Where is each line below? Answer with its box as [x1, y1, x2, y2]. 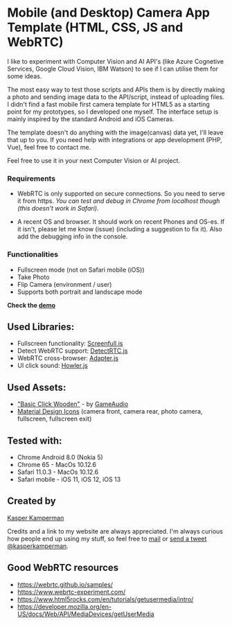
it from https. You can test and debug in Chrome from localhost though [17, 197, 220, 205]
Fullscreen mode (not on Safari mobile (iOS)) [17, 265, 145, 274]
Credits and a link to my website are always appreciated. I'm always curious [7, 527, 224, 535]
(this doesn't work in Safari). [17, 204, 99, 213]
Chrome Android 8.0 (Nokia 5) [17, 452, 104, 461]
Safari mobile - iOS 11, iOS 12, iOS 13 [17, 475, 121, 483]
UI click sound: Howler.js [17, 362, 88, 370]
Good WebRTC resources [7, 562, 119, 574]
